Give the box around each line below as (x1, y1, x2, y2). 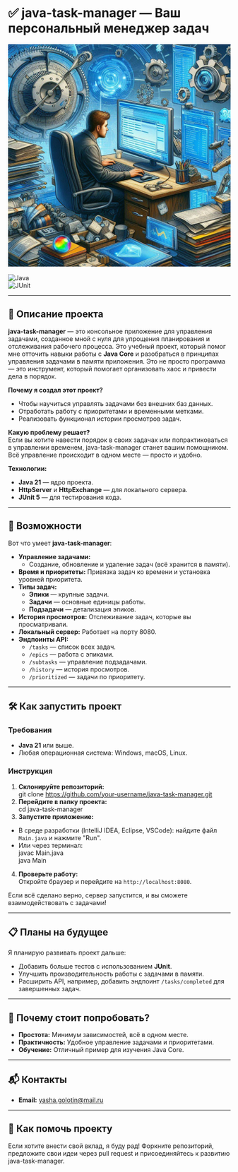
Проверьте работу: (18, 870, 78, 878)
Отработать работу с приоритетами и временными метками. (18, 407, 204, 415)
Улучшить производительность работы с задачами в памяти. (18, 969, 204, 979)
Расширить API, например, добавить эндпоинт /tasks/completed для (18, 977, 225, 986)
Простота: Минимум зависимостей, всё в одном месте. (18, 1031, 189, 1039)
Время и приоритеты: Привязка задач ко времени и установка (18, 567, 210, 576)
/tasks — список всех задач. (28, 642, 116, 651)
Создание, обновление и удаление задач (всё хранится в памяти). (28, 560, 230, 568)
